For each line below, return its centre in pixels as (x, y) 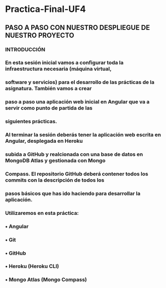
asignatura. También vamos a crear (49, 89)
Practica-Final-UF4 (46, 9)
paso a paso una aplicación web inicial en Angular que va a (77, 102)
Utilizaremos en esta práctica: (42, 213)
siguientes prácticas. (31, 121)
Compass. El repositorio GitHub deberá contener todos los (77, 174)
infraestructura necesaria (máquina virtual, (58, 69)
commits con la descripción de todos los (55, 180)
